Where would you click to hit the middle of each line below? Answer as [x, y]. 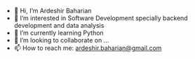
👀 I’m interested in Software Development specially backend [101, 18]
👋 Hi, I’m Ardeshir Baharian [53, 11]
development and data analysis [59, 25]
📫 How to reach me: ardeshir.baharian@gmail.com [88, 48]
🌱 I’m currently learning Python [59, 33]
